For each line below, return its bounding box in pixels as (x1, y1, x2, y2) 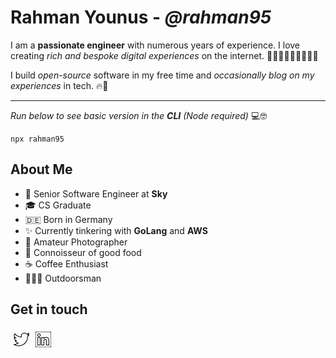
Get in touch (10, 301, 88, 318)
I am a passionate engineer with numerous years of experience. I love (10, 39, 301, 51)
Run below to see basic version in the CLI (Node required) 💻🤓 (10, 109, 268, 121)
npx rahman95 (10, 134, 65, 144)
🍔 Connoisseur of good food (24, 246, 142, 258)
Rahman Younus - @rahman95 (10, 6, 272, 29)
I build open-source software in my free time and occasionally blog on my (10, 69, 315, 81)
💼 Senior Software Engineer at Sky (24, 187, 168, 200)
